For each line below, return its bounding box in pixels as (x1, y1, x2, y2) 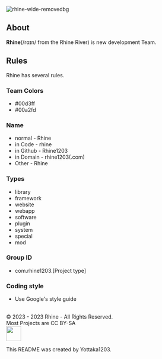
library (14, 188, 31, 196)
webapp (14, 207, 35, 214)
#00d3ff (14, 100, 36, 107)
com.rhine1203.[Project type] (14, 267, 86, 274)
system (14, 226, 33, 233)
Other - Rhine (14, 160, 49, 167)
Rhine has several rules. (6, 71, 65, 78)
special (14, 232, 33, 240)
